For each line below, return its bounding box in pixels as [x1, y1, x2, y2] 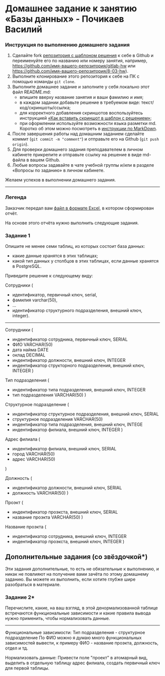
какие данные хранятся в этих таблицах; [12, 253, 98, 259]
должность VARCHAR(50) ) [12, 490, 69, 496]
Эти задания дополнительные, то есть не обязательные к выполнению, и [5, 566, 159, 572]
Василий [5, 24, 43, 35]
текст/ [141, 99, 154, 106]
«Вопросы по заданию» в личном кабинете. [12, 168, 105, 174]
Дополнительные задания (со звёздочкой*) [5, 553, 148, 561]
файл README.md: [12, 89, 51, 95]
